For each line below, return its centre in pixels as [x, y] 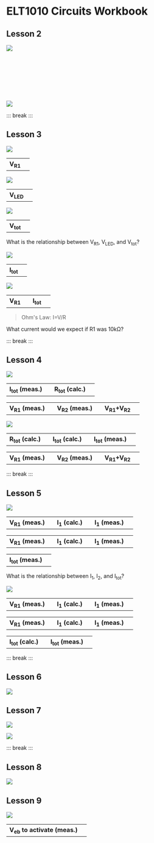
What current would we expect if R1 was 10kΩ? [65, 329]
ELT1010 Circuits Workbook [77, 11]
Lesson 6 [24, 677]
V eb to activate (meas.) [44, 831]
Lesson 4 [24, 360]
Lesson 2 [24, 34]
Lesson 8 [24, 767]
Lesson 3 [24, 134]
